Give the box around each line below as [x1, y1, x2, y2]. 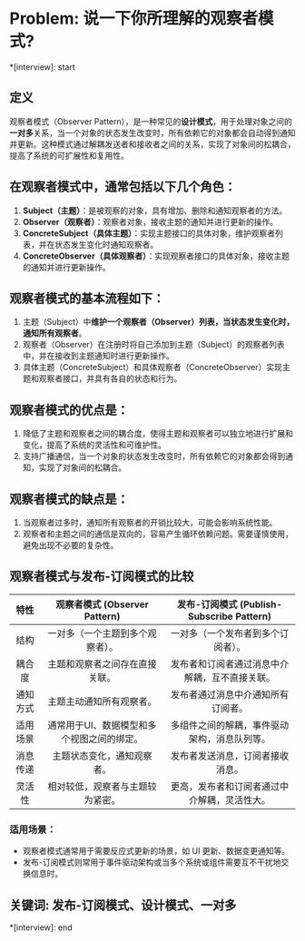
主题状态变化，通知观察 [52, 750, 152, 762]
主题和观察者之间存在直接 [47, 657, 157, 670]
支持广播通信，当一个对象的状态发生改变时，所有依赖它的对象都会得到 [22, 451, 286, 462]
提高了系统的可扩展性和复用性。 [9, 150, 129, 161]
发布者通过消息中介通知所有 [170, 688, 289, 701]
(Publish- [239, 598, 283, 611]
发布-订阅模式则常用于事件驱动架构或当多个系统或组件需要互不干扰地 [22, 857, 281, 867]
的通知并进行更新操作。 [22, 261, 111, 272]
